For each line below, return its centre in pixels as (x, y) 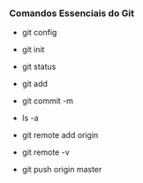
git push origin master (62, 170)
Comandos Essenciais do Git (72, 13)
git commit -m (47, 101)
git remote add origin (60, 135)
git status (39, 67)
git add (35, 84)
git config (39, 33)
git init (33, 50)
